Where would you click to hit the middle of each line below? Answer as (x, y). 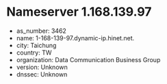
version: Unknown (42, 67)
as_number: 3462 (41, 31)
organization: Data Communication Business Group (88, 59)
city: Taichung (36, 45)
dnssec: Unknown (42, 74)
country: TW (34, 53)
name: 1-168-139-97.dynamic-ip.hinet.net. (75, 38)
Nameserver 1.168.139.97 (79, 12)
